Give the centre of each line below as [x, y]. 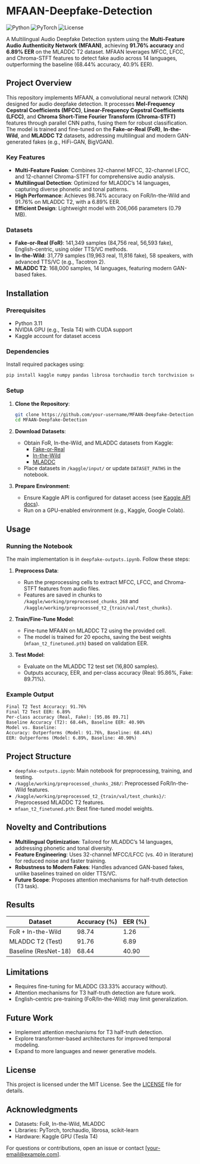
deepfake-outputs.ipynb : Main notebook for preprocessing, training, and [103, 771]
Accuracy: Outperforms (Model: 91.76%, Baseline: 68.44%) [79, 733]
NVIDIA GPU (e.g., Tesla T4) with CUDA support [74, 330]
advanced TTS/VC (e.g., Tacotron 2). [60, 262]
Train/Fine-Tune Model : [44, 619]
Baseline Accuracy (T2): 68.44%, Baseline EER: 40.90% [76, 722]
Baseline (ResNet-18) [40, 951]
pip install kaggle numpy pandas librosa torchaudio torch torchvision [97, 375]
